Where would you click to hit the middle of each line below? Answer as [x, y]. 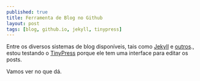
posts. [14, 60]
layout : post [23, 23]
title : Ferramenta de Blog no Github [55, 18]
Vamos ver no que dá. [34, 72]
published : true [27, 12]
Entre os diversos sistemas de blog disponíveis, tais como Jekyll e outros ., [100, 47]
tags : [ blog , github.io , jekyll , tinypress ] [64, 29]
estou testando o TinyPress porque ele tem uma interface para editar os [97, 53]
